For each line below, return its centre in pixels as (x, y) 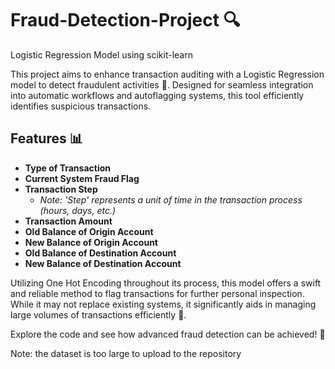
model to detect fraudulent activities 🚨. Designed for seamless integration (162, 84)
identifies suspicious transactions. (81, 106)
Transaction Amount (68, 221)
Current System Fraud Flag (82, 178)
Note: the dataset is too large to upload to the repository (126, 353)
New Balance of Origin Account (91, 242)
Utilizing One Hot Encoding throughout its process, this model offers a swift (166, 283)
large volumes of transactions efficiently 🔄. (98, 314)
